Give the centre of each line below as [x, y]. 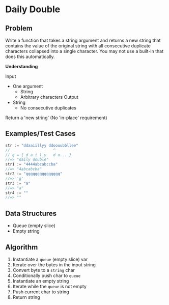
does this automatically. [30, 57]
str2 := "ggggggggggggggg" [34, 174]
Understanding [22, 66]
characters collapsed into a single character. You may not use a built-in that [84, 51]
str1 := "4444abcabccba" [32, 164]
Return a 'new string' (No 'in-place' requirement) [57, 118]
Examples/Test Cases [40, 134]
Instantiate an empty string [41, 281]
